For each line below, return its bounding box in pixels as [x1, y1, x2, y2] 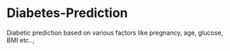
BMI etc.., [6, 35, 35, 44]
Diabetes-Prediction [6, 5, 128, 21]
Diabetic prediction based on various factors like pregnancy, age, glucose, [6, 28, 224, 37]
